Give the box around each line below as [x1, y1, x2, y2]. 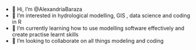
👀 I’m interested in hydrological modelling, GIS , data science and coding [11, 12, 191, 19]
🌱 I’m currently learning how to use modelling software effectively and [11, 24, 185, 32]
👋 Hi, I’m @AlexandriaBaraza [11, 6, 82, 12]
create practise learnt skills [11, 31, 79, 38]
